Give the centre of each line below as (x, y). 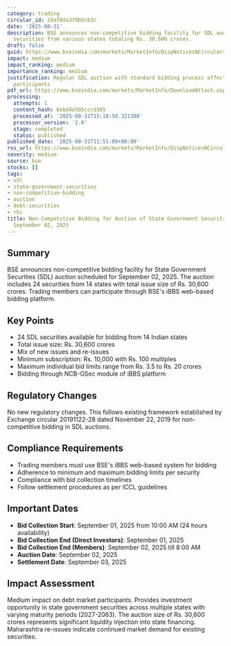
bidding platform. (32, 299)
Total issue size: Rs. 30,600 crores (66, 345)
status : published (40, 135)
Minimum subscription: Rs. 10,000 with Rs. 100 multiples (97, 359)
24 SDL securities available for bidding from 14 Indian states (102, 337)
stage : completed (38, 129)
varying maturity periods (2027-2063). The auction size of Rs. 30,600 (106, 615)
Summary (29, 253)
